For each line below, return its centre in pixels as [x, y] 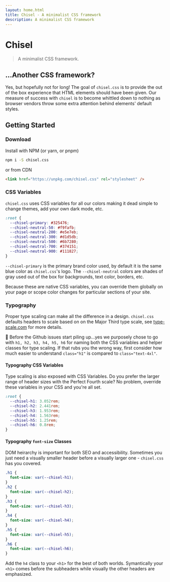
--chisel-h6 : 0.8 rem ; [33, 425]
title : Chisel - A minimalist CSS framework [53, 15]
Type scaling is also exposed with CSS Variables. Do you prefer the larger [82, 376]
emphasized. [19, 574]
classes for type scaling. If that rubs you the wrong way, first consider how [84, 348]
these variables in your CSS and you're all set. [53, 387]
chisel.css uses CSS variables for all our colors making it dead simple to [82, 203]
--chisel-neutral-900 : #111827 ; [44, 251]
